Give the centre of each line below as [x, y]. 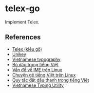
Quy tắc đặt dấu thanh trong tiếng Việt [50, 80]
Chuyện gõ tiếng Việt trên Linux [44, 75]
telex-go [22, 9]
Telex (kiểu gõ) [27, 49]
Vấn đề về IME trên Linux [37, 70]
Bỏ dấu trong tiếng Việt [35, 64]
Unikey [19, 54]
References [23, 37]
